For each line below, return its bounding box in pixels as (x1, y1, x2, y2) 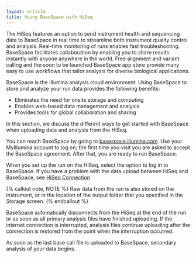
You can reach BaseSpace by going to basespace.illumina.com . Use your (6, 137, 183, 145)
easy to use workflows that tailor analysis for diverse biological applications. (6, 67, 190, 74)
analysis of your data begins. (6, 245, 76, 252)
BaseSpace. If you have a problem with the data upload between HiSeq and (6, 167, 188, 174)
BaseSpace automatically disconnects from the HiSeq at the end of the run (6, 209, 186, 216)
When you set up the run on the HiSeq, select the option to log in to (6, 161, 169, 168)
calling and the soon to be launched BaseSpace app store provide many (6, 61, 180, 68)
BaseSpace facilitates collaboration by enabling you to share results (6, 49, 170, 56)
